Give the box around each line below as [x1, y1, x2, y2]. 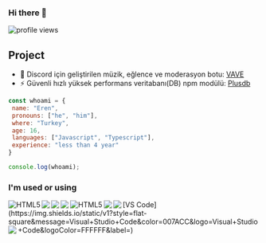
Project [8, 48, 45, 62]
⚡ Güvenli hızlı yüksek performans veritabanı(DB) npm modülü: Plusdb [19, 79, 251, 88]
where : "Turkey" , [11, 119, 69, 127]
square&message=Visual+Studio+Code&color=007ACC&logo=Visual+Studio [8, 217, 259, 226]
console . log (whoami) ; [8, 163, 80, 171]
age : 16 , [11, 127, 41, 135]
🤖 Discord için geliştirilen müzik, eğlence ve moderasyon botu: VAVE [19, 69, 244, 79]
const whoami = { [8, 97, 66, 105]
